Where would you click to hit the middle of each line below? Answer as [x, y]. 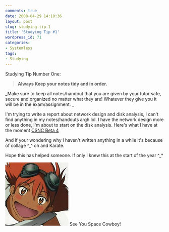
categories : [18, 43]
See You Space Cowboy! [95, 224]
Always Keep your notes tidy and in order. [62, 84]
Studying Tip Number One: [33, 74]
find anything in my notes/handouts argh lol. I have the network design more [84, 120]
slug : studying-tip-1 [28, 27]
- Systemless [19, 48]
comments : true [21, 11]
